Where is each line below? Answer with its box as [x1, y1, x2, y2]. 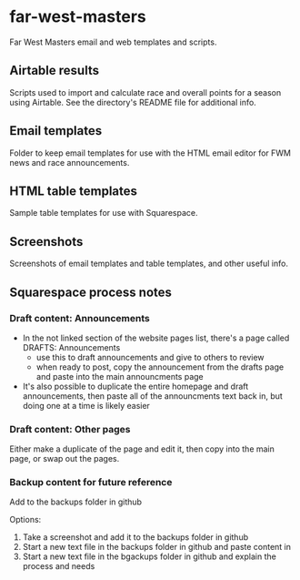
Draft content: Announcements [9, 311, 150, 324]
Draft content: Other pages [9, 422, 131, 435]
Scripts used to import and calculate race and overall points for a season [9, 86, 282, 97]
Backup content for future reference [9, 476, 173, 489]
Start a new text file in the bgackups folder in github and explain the [22, 551, 277, 562]
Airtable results [9, 63, 100, 78]
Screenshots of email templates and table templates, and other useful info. [9, 258, 289, 270]
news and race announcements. [9, 157, 130, 168]
